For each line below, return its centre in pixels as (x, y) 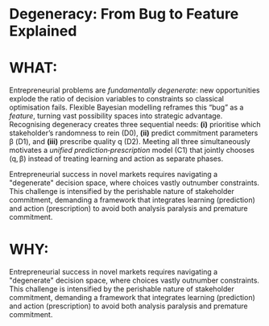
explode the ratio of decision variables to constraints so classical (117, 99)
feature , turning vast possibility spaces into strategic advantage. (116, 116)
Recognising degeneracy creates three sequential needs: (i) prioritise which (135, 125)
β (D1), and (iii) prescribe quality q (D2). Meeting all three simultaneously (130, 142)
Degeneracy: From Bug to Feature (124, 14)
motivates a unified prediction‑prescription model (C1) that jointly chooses (132, 151)
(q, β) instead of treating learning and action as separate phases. (116, 159)
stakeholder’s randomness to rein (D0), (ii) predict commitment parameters (134, 133)
